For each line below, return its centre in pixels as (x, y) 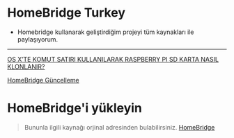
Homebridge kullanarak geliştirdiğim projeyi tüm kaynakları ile (106, 32)
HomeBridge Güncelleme (43, 80)
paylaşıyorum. (37, 39)
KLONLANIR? (26, 67)
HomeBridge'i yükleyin (75, 108)
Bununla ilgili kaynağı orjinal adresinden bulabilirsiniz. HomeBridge (119, 127)
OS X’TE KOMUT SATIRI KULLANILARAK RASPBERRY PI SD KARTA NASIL (113, 59)
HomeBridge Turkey (67, 13)
